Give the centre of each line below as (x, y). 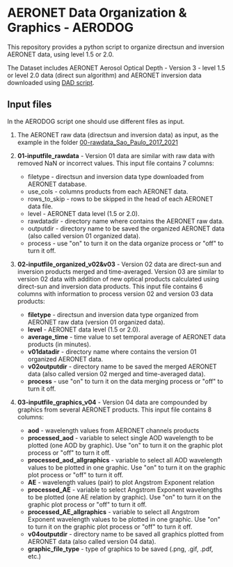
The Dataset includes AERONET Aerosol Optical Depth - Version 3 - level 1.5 (116, 68)
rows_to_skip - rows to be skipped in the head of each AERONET (120, 199)
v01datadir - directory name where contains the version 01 (112, 351)
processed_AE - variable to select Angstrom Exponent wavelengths (125, 490)
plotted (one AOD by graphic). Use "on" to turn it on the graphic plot (125, 445)
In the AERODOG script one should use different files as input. (96, 121)
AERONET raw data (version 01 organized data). (96, 322)
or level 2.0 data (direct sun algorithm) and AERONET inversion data (104, 75)
